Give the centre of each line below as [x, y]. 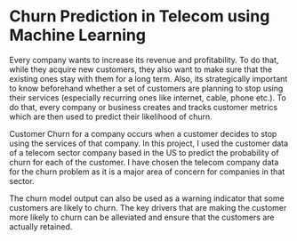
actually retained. [41, 226]
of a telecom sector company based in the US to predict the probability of [144, 152]
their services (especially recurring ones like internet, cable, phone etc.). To [148, 97]
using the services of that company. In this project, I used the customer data [149, 143]
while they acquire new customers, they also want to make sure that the [141, 69]
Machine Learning [78, 35]
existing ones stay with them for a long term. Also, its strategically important [148, 78]
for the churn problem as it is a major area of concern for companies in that [147, 172]
